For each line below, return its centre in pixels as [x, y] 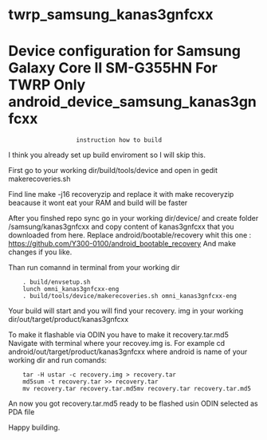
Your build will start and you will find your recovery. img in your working [126, 311]
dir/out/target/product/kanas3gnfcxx [69, 320]
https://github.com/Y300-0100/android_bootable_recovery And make [122, 244]
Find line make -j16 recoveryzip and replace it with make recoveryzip [121, 194]
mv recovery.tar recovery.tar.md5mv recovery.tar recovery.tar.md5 [137, 389]
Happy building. [34, 427]
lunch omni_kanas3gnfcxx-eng [71, 289]
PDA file [22, 412]
